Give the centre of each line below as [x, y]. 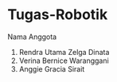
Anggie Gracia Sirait [52, 68]
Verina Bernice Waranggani [64, 61]
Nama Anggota [32, 37]
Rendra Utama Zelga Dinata [64, 52]
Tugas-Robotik [58, 15]
